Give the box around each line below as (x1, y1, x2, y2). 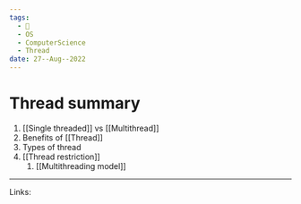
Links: (9, 186, 31, 197)
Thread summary (9, 93, 141, 114)
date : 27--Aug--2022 (9, 55, 87, 64)
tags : (9, 13, 30, 22)
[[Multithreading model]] (35, 160, 127, 171)
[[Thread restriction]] (21, 151, 100, 162)
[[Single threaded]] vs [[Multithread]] (21, 123, 159, 133)
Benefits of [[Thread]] (21, 132, 103, 143)
